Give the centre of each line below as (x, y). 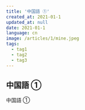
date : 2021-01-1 (26, 28)
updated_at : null (27, 22)
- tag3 (19, 60)
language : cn (22, 33)
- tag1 (19, 49)
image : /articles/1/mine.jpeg (43, 38)
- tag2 (19, 55)
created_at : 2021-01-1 (33, 17)
